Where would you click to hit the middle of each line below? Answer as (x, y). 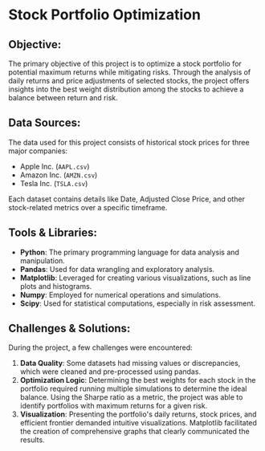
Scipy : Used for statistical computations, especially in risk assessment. (137, 303)
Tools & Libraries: (53, 233)
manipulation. (43, 260)
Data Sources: (45, 123)
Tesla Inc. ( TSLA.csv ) (54, 183)
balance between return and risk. (63, 98)
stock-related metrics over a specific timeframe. (88, 207)
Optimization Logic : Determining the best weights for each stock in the (138, 380)
